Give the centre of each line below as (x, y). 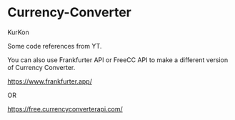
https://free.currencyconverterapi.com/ (65, 109)
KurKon (19, 32)
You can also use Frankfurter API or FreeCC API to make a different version (118, 60)
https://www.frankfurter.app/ (50, 81)
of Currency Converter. (41, 67)
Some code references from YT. (55, 46)
